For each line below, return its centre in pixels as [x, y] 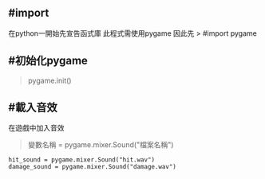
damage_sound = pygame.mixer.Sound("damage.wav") [93, 167]
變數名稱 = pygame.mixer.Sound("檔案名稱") [101, 145]
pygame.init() [49, 80]
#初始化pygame [48, 61]
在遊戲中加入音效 [36, 128]
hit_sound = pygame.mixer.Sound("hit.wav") [82, 160]
